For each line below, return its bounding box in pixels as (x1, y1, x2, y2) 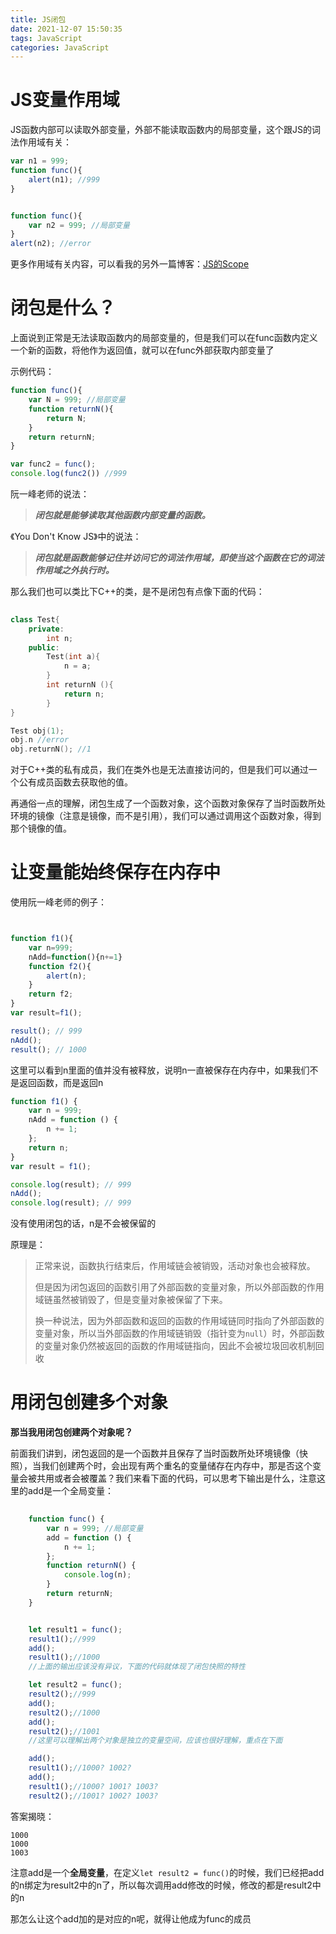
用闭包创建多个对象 (10, 1391, 169, 1414)
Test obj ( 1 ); (10, 726, 65, 736)
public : (28, 642, 60, 653)
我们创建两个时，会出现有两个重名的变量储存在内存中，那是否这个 (40, 1460, 313, 1472)
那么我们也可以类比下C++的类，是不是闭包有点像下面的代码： (10, 586, 265, 597)
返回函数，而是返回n (18, 1076, 104, 1088)
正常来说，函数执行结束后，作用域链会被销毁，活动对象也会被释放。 (34, 1260, 316, 1272)
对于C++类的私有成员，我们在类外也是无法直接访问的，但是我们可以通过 (10, 764, 309, 776)
